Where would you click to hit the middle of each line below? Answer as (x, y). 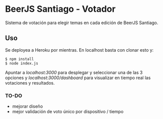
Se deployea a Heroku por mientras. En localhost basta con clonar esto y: (79, 50)
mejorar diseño (27, 106)
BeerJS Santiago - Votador (60, 9)
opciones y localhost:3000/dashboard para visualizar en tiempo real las (78, 78)
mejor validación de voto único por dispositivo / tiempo (68, 112)
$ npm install (20, 59)
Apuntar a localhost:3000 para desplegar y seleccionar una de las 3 (74, 72)
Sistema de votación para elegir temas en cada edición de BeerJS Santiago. (82, 23)
